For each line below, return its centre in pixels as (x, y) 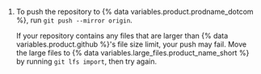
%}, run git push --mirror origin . (74, 20)
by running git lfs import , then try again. (86, 61)
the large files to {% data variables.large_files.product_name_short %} (133, 53)
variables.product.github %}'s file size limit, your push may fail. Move (131, 44)
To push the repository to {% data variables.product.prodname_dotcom (135, 12)
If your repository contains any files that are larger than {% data (122, 36)
